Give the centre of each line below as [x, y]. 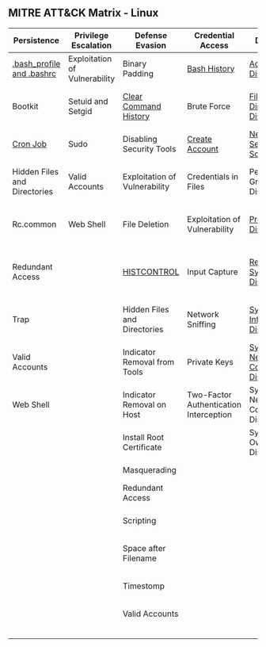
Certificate [142, 447]
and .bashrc [34, 73]
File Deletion [146, 224]
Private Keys [210, 362]
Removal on [144, 404]
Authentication [214, 404]
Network [203, 314]
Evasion [151, 45]
